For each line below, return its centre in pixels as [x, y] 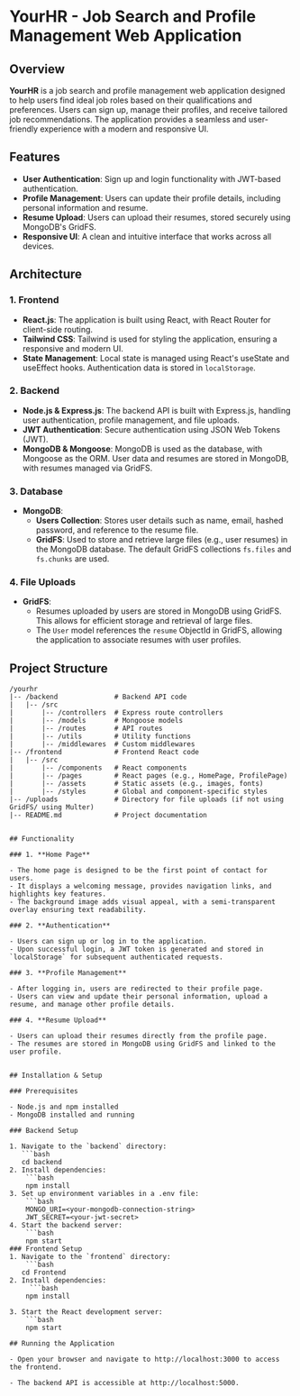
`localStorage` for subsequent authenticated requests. [116, 957]
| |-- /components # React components [98, 768]
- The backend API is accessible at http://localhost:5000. [125, 1383]
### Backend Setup [44, 1131]
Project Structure [59, 668]
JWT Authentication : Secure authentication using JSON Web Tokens [151, 429]
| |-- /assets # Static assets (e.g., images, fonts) [136, 784]
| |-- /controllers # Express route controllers [116, 713]
